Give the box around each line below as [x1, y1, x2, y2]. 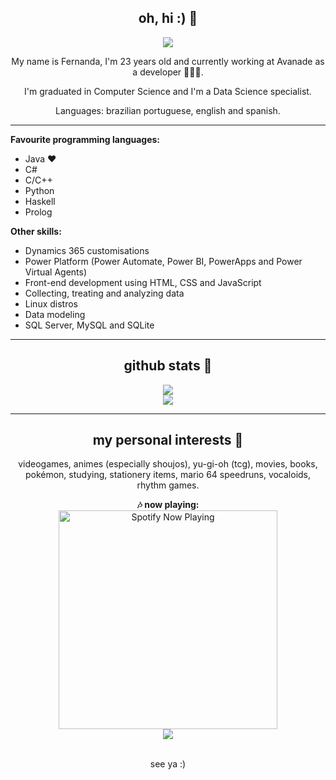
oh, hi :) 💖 [138, 10, 198, 27]
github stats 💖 [123, 357, 213, 375]
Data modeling [24, 308, 86, 320]
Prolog [24, 206, 53, 218]
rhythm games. [136, 479, 200, 491]
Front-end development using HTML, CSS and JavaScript [24, 276, 262, 288]
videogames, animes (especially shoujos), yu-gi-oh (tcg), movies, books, [18, 458, 318, 470]
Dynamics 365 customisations [24, 244, 150, 256]
